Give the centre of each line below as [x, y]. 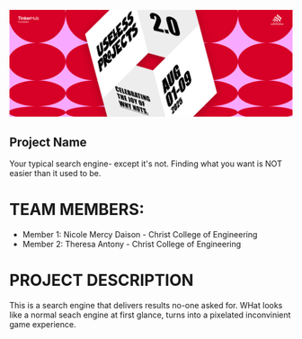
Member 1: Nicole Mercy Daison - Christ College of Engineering [140, 234]
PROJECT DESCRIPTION [102, 281]
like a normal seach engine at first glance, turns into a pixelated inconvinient [150, 315]
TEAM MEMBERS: [77, 210]
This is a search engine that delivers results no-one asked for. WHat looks [146, 305]
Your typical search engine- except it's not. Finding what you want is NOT [146, 164]
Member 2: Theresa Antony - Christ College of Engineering [132, 244]
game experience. [43, 324]
